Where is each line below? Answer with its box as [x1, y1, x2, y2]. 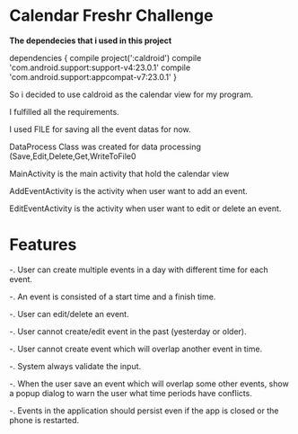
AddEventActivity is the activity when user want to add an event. [9, 185, 249, 196]
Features [9, 235, 77, 255]
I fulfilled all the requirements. [9, 106, 119, 117]
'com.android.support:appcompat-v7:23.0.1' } [9, 71, 178, 82]
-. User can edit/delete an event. [9, 308, 129, 319]
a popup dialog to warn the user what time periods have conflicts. [9, 387, 253, 398]
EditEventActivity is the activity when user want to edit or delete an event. [9, 203, 282, 214]
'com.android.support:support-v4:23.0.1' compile [9, 62, 191, 73]
